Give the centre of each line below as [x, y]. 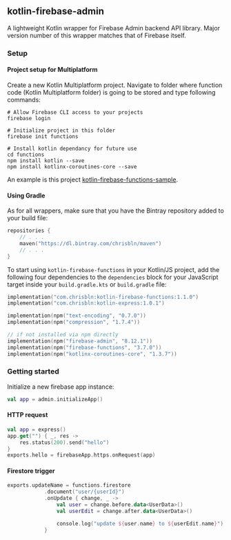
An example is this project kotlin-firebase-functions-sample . [92, 180]
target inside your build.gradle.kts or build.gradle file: [87, 284]
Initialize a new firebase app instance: [61, 387]
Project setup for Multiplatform [52, 70]
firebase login [29, 118]
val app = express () [37, 430]
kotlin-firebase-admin [56, 11]
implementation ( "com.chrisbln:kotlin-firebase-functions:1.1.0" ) [103, 297]
